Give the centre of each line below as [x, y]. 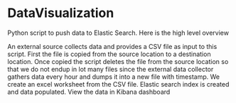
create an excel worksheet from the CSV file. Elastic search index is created [118, 84]
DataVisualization [61, 13]
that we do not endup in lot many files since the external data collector [111, 69]
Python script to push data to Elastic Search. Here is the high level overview [118, 33]
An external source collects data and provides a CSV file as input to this [112, 46]
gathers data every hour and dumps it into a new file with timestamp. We [114, 77]
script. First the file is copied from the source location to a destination [109, 54]
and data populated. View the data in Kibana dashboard [89, 92]
